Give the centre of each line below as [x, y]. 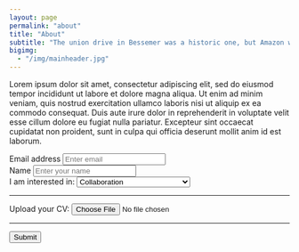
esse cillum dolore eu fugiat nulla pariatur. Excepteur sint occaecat [131, 122]
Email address [35, 159]
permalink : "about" [45, 26]
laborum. [26, 141]
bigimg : [24, 51]
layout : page [33, 17]
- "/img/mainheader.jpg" [63, 59]
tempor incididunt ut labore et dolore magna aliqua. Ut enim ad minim [136, 93]
